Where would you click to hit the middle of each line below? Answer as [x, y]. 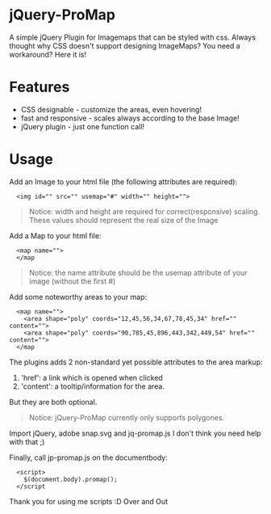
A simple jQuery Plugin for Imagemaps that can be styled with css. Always [133, 37]
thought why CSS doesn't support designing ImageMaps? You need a [125, 45]
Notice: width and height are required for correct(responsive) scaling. [144, 211]
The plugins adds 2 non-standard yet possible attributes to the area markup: [136, 362]
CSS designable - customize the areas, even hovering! [111, 109]
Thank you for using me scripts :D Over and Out [89, 501]
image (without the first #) [72, 281]
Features [40, 87]
